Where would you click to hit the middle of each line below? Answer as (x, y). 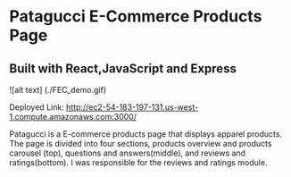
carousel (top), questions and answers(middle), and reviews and (128, 153)
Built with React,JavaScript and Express (123, 68)
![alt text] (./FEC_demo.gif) (58, 90)
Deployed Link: (37, 107)
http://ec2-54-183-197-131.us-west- (132, 107)
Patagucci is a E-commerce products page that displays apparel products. (146, 134)
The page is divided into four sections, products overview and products (141, 143)
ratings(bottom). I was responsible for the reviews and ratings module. (138, 162)
